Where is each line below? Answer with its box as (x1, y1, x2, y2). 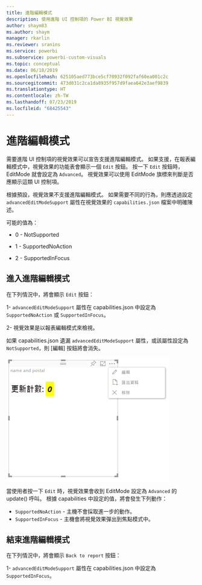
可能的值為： (6, 218, 38, 226)
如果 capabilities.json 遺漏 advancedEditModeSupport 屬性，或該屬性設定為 (6, 336, 189, 344)
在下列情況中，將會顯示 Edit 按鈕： (6, 290, 95, 298)
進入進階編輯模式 (6, 273, 70, 284)
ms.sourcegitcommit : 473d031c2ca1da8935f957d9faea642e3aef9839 (6, 80, 169, 86)
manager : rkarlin (6, 35, 50, 42)
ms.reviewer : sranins (6, 42, 61, 48)
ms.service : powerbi (6, 48, 58, 54)
